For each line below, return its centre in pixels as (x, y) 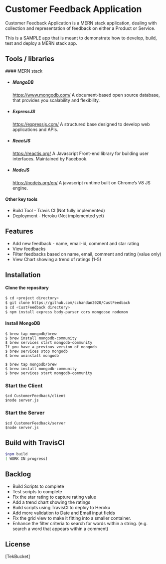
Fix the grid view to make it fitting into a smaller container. (72, 518)
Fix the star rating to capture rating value (54, 497)
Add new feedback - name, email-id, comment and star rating (76, 243)
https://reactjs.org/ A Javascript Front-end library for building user (81, 153)
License (18, 544)
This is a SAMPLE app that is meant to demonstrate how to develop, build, (81, 38)
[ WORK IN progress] (27, 459)
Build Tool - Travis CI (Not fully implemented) (59, 210)
